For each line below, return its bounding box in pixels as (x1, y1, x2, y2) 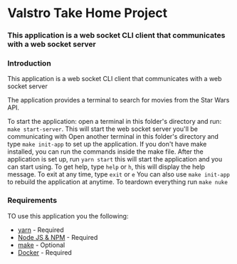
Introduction (7, 58, 51, 68)
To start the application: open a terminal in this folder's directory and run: (7, 117, 222, 126)
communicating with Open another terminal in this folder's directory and (7, 132, 219, 141)
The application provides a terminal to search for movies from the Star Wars (7, 96, 230, 105)
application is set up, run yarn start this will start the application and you (7, 155, 223, 164)
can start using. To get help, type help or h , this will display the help (7, 162, 205, 171)
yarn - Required (17, 226, 64, 234)
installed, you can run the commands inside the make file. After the (7, 147, 204, 156)
